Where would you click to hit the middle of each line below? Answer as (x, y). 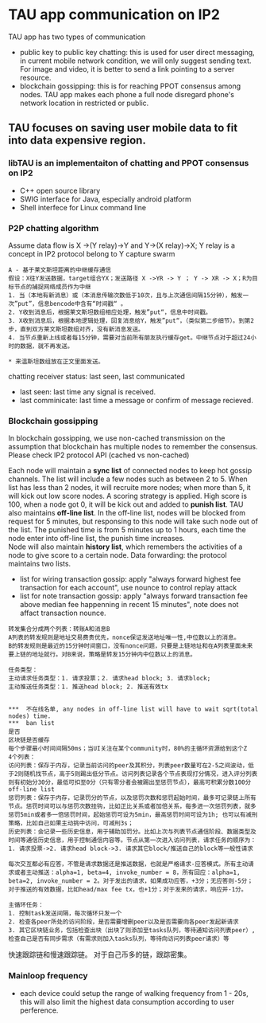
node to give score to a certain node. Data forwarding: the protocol (118, 555)
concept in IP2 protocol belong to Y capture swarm (92, 253)
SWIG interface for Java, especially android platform (106, 199)
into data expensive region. (77, 141)
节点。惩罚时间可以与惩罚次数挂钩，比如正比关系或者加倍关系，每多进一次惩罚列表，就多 (132, 806)
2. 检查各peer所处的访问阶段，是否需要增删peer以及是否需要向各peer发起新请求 (124, 922)
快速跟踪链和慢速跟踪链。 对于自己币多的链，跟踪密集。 (100, 954)
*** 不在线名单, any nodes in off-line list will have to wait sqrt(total (133, 709)
